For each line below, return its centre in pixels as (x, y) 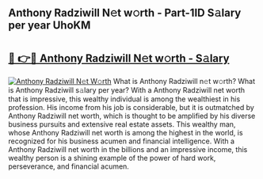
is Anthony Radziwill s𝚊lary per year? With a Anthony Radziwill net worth (127, 90)
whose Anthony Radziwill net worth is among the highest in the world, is (126, 133)
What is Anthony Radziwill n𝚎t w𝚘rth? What (185, 81)
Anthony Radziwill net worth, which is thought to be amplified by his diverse (132, 116)
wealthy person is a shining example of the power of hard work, (112, 158)
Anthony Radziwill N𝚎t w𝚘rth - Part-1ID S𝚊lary (125, 13)
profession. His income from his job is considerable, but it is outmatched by (131, 107)
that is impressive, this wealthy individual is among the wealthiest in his (124, 99)
